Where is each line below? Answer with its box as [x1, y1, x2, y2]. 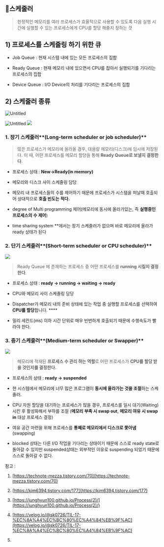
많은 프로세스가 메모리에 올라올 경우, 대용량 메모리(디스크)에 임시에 [17, 146, 145, 152]
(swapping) [12, 430, 36, 436]
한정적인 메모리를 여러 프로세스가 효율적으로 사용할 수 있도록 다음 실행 [17, 19, 151, 25]
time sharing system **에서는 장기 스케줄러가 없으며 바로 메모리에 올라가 [12, 222, 153, 228]
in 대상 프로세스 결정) [12, 414, 54, 420]
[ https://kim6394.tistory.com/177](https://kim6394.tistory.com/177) [12, 488, 148, 493]
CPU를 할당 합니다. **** [12, 307, 58, 313]
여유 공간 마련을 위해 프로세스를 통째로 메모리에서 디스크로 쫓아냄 [12, 425, 137, 431]
